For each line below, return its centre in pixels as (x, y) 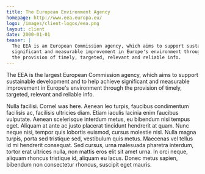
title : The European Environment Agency (59, 12)
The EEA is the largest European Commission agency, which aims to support (102, 74)
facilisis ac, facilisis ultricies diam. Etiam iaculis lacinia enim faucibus (92, 112)
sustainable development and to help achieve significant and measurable (98, 81)
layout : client (26, 29)
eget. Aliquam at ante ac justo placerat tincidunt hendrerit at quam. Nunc (98, 125)
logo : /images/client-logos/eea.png (53, 23)
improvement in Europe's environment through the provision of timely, (94, 88)
